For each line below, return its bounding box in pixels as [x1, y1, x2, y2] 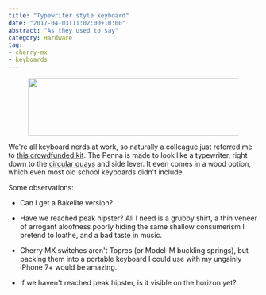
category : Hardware [8, 33, 73, 42]
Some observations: [8, 182, 74, 192]
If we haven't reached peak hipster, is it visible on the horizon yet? [19, 278, 237, 287]
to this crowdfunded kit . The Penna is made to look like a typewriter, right [8, 150, 248, 159]
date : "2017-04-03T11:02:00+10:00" [8, 19, 126, 27]
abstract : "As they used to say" [8, 26, 119, 34]
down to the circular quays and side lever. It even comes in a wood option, [8, 159, 252, 168]
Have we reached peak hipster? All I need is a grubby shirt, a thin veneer [19, 213, 258, 223]
